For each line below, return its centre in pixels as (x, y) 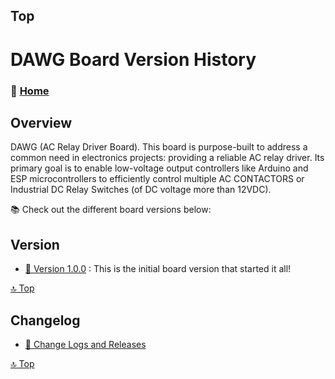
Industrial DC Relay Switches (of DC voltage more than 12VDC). (141, 190)
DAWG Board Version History (133, 59)
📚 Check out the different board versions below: (111, 210)
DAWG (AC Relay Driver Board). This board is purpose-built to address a (159, 147)
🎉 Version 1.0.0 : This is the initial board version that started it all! (158, 269)
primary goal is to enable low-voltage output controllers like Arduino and (159, 168)
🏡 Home (30, 91)
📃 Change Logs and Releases (85, 344)
